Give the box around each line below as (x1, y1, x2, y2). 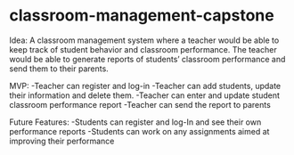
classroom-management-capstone (9, 5, 274, 26)
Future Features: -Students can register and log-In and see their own (9, 117, 262, 127)
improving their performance (9, 135, 115, 146)
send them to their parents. (9, 63, 109, 74)
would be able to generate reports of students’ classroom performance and (9, 53, 286, 64)
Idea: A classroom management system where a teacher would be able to (9, 35, 280, 45)
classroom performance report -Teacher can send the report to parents (9, 99, 272, 110)
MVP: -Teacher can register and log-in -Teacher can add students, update (9, 80, 282, 91)
